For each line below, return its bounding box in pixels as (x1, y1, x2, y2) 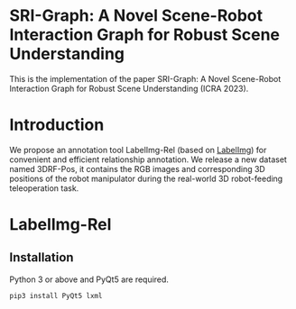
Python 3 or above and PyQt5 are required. (9, 274, 170, 285)
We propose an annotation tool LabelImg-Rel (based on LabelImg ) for (9, 144, 267, 155)
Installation (9, 250, 74, 266)
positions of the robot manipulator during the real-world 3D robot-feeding (9, 173, 283, 184)
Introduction (9, 114, 105, 135)
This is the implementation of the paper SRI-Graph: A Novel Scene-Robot (9, 73, 282, 84)
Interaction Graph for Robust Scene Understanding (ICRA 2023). (9, 83, 249, 94)
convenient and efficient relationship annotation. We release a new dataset (9, 154, 287, 165)
